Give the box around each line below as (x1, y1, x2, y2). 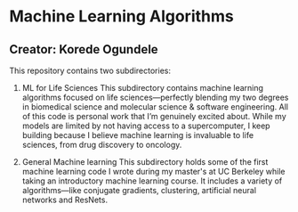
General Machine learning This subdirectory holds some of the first (21, 157, 269, 167)
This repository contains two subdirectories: (9, 65, 172, 76)
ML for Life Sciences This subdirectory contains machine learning (21, 83, 264, 93)
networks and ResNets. (21, 194, 109, 205)
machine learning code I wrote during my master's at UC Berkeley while (21, 167, 286, 176)
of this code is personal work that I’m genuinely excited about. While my (21, 111, 286, 121)
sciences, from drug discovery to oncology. (21, 140, 182, 150)
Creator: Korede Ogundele (9, 42, 158, 57)
